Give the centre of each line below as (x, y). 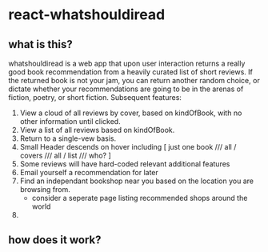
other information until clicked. (70, 121)
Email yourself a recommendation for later (89, 172)
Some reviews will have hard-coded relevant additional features (125, 164)
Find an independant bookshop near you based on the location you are (137, 181)
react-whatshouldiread (87, 15)
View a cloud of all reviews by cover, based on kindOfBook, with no (131, 113)
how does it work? (55, 240)
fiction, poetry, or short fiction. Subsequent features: (95, 97)
